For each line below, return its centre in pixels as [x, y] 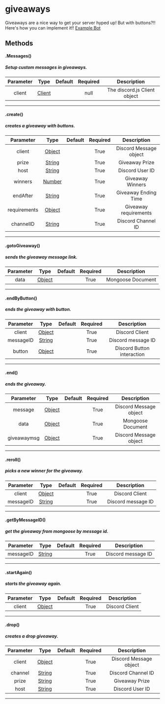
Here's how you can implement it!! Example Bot [53, 28]
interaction [132, 354]
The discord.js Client [131, 90]
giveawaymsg [24, 438]
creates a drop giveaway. [32, 636]
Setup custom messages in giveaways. [46, 67]
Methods [19, 44]
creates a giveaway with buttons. [40, 126]
